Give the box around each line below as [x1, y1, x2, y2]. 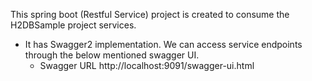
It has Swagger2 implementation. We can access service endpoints [24, 39, 303, 50]
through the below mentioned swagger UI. [24, 49, 200, 61]
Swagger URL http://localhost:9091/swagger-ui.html [39, 60, 255, 71]
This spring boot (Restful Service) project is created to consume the [10, 9, 290, 20]
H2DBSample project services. [10, 19, 137, 31]
